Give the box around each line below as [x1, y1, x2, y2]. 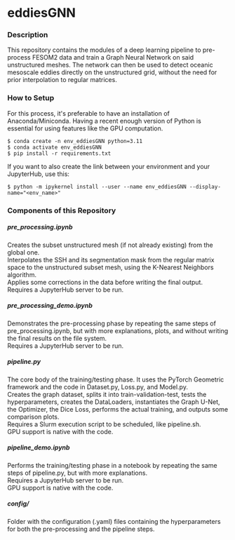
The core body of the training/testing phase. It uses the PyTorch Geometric [7, 375, 224, 384]
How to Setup [7, 93, 55, 103]
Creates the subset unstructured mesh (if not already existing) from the [7, 241, 213, 249]
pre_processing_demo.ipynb [7, 302, 93, 310]
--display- [189, 183, 221, 190]
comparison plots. [7, 412, 60, 421]
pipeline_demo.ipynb [7, 443, 70, 452]
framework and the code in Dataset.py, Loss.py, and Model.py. [7, 382, 188, 391]
